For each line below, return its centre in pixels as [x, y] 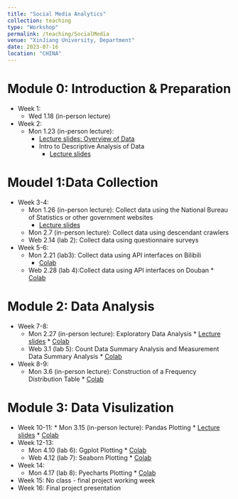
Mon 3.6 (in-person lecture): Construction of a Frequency [112, 371]
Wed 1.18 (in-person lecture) [69, 116]
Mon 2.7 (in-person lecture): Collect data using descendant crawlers [129, 232]
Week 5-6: [33, 247]
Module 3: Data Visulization [91, 408]
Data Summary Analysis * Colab [75, 356]
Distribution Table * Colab [66, 379]
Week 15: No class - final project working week [86, 480]
